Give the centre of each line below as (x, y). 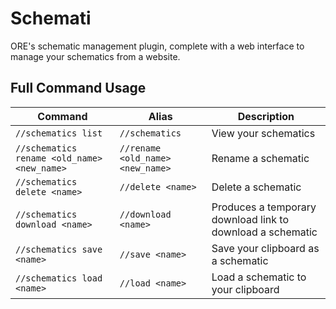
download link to (250, 219)
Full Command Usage (78, 88)
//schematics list (59, 133)
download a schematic (264, 232)
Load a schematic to (259, 277)
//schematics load (59, 278)
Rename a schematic (260, 158)
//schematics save (59, 249)
